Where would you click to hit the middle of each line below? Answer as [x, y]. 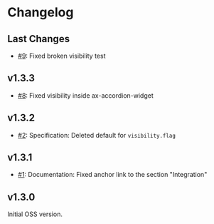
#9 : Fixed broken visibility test [61, 56]
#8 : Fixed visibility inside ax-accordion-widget [86, 95]
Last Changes [38, 39]
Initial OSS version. [35, 214]
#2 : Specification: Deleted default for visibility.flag [97, 135]
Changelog [41, 12]
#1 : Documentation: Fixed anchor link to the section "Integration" [112, 175]
